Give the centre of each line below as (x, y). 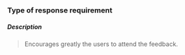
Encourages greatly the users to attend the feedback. (101, 44)
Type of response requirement (60, 10)
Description (25, 27)
